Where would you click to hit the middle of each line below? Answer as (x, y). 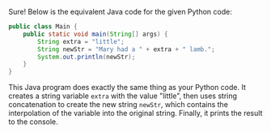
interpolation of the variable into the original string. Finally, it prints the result (135, 114)
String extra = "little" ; (81, 41)
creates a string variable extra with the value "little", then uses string (123, 96)
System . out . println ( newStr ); (87, 57)
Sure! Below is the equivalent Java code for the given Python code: (120, 12)
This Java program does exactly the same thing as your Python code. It (127, 88)
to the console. (33, 122)
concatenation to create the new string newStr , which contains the (119, 105)
